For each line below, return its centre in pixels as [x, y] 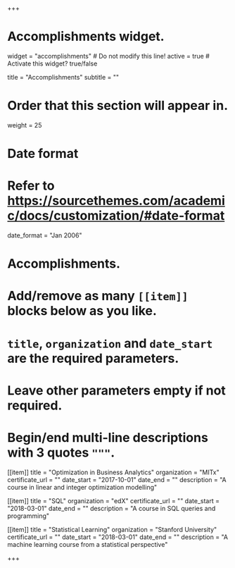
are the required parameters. [93, 358]
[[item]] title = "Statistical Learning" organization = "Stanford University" [112, 529]
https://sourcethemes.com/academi [116, 201]
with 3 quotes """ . [61, 452]
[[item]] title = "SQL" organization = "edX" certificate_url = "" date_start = [114, 500]
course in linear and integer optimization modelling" [82, 487]
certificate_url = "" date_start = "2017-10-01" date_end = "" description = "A [117, 479]
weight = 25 [25, 125]
